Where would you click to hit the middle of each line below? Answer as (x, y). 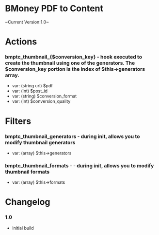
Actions (21, 42)
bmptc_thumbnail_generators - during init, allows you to (72, 136)
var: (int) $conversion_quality (41, 101)
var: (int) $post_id (30, 91)
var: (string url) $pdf (32, 86)
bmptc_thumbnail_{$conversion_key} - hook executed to (73, 57)
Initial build (23, 228)
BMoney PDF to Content (54, 9)
